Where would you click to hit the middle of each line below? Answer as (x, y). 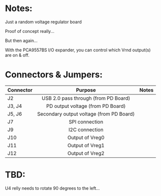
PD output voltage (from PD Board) (86, 106)
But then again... (21, 40)
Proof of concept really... (30, 31)
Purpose (86, 90)
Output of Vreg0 (86, 137)
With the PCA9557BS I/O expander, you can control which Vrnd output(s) (78, 50)
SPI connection (86, 121)
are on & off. (17, 55)
